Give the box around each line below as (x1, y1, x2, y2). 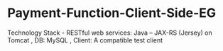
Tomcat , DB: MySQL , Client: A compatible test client (7, 35, 163, 44)
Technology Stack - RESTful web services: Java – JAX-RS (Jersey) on (7, 28, 212, 37)
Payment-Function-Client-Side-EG (7, 5, 217, 21)
